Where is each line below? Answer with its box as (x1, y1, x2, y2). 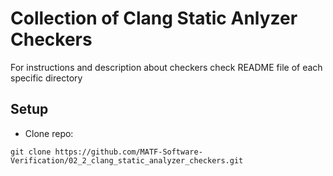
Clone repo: (24, 127, 74, 139)
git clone (10, 147, 52, 157)
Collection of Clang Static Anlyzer (10, 7, 298, 30)
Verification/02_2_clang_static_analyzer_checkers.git (10, 155, 244, 166)
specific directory (10, 72, 83, 84)
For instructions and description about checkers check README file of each (10, 61, 323, 73)
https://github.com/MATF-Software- (54, 147, 203, 157)
